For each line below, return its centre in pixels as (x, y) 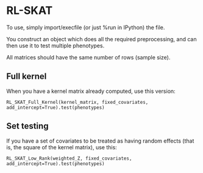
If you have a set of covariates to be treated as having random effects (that (100, 141)
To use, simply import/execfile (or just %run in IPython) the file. (86, 27)
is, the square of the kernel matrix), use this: (62, 147)
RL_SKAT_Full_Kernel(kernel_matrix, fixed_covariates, (77, 102)
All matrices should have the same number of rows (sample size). (88, 57)
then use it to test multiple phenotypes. (55, 46)
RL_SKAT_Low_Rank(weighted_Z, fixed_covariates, (69, 158)
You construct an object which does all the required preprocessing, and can (101, 39)
